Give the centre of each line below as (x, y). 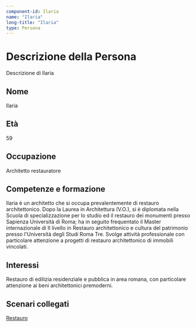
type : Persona (23, 28)
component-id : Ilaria (33, 11)
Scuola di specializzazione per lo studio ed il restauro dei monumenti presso (98, 216)
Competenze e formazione (56, 189)
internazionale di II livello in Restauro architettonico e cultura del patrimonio (97, 228)
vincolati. (17, 247)
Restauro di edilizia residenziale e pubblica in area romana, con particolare (96, 280)
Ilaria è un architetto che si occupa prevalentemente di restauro (83, 203)
